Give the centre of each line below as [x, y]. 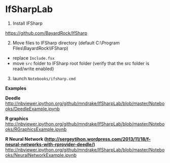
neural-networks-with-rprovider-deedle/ [49, 144]
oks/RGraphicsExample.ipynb [36, 129]
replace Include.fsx [33, 58]
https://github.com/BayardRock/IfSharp [46, 33]
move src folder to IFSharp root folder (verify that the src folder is [81, 63]
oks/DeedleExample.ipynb [32, 108]
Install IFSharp [28, 23]
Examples [16, 88]
